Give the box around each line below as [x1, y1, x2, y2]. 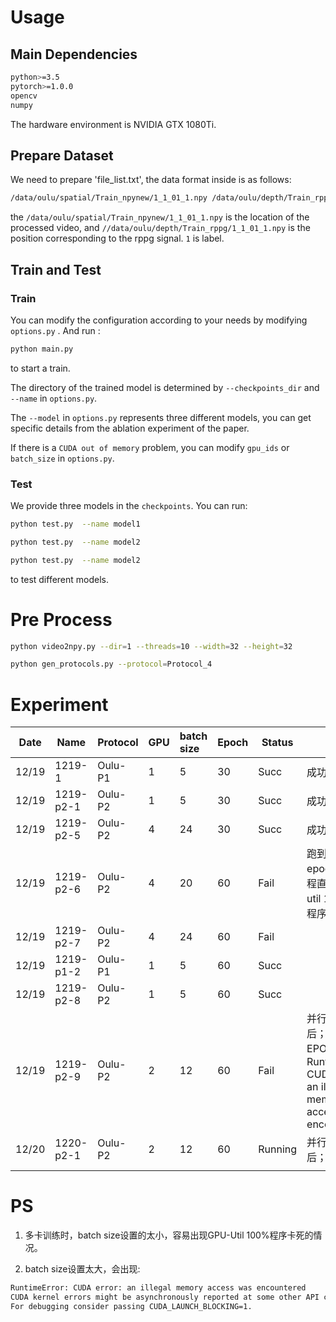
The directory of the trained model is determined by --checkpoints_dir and [10, 381, 320, 393]
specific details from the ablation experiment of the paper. [10, 422, 250, 434]
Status [261, 736, 294, 750]
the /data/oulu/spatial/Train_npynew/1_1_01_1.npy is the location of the [10, 211, 310, 223]
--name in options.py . [10, 392, 98, 404]
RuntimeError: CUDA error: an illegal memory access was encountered [10, 1283, 307, 1293]
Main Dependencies [10, 46, 138, 63]
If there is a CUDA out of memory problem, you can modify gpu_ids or [10, 441, 290, 453]
